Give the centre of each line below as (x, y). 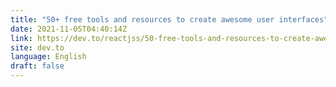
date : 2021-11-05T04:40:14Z (69, 29)
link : (21, 38)
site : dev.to (37, 47)
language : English (48, 57)
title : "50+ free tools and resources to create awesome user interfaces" (169, 19)
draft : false (37, 66)
